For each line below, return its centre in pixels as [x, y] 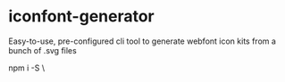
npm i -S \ [27, 68]
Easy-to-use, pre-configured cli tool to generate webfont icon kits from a [142, 41]
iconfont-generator [82, 16]
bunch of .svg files [42, 50]
